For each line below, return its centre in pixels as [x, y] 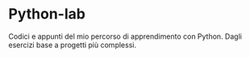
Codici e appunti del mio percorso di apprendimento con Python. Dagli [125, 36]
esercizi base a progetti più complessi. [73, 44]
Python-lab [47, 14]
